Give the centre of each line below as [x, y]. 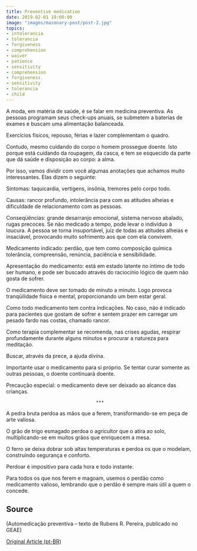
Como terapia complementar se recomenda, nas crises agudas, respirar [93, 332]
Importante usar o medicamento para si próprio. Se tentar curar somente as [98, 367]
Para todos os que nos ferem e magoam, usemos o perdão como [85, 478]
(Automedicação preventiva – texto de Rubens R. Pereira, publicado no [92, 523]
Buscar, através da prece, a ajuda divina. [55, 355]
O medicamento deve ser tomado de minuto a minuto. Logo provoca [89, 290]
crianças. [17, 391]
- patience [19, 61]
